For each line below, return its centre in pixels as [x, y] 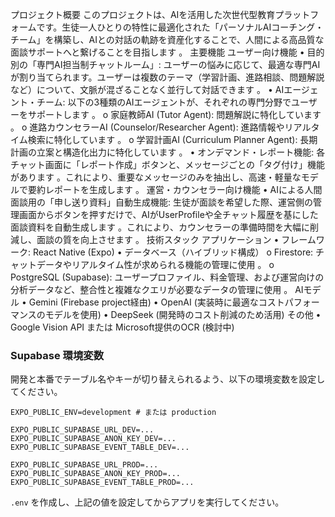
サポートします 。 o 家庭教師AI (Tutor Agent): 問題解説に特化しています [174, 114]
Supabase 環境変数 [57, 355]
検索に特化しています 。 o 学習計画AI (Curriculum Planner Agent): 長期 [172, 139]
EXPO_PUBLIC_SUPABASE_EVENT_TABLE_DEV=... [100, 448]
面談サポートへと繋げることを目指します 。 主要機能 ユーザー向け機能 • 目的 [167, 52]
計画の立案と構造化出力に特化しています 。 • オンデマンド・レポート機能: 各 [168, 152]
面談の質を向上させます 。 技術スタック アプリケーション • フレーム [176, 239]
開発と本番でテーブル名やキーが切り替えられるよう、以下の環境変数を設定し [168, 379]
